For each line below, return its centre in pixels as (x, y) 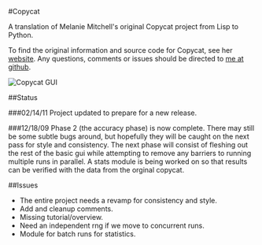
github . (20, 67)
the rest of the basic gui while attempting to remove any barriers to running (130, 153)
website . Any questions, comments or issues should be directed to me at (126, 59)
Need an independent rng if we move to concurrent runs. (112, 225)
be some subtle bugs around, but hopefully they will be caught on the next (129, 136)
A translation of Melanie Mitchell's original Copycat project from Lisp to (123, 26)
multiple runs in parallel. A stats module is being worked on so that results (128, 161)
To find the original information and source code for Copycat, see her (120, 50)
